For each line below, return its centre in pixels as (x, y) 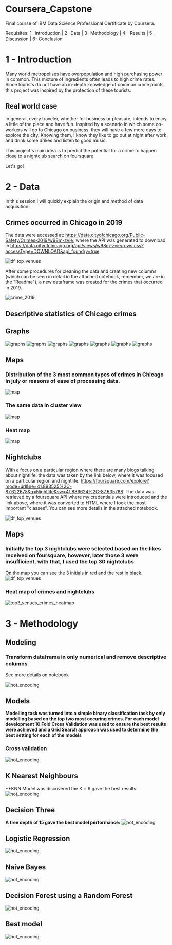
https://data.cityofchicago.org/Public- (105, 235)
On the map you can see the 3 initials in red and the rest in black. (74, 573)
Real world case (31, 106)
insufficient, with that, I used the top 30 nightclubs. (71, 562)
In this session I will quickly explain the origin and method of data (74, 201)
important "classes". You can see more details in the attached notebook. (82, 508)
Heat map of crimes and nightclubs (50, 592)
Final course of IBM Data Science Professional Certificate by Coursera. (80, 23)
